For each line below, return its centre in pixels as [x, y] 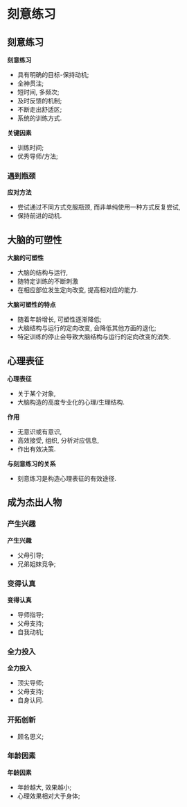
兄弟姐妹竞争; [37, 563]
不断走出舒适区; [39, 109]
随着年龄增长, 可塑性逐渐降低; [59, 319]
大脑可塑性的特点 [32, 305]
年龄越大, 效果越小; [44, 787]
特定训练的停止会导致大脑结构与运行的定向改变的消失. [94, 337]
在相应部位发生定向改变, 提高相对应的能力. [78, 290]
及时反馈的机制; [39, 101]
